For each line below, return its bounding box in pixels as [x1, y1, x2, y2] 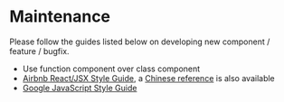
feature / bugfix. [9, 45, 70, 56]
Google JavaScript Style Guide [22, 82, 137, 93]
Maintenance [9, 6, 111, 27]
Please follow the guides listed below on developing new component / [9, 36, 270, 47]
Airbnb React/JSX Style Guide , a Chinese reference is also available [22, 72, 276, 83]
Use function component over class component [22, 63, 201, 74]
